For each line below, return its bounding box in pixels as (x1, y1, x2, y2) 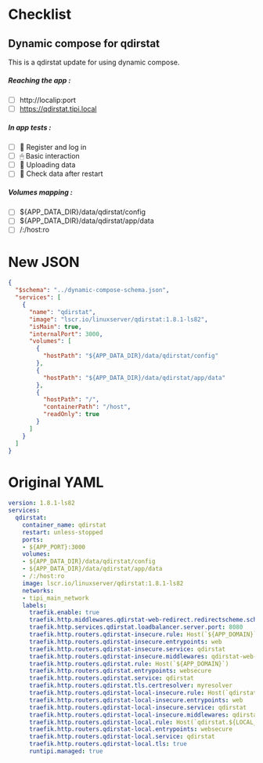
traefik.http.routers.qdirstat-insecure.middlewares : (28, 652, 209, 660)
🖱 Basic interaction (19, 152, 80, 161)
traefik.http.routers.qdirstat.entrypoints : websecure (28, 667, 212, 675)
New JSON (8, 253, 80, 271)
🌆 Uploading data (19, 160, 76, 170)
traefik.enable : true (28, 608, 100, 617)
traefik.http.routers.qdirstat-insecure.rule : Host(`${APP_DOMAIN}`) (28, 630, 261, 639)
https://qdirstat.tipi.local (19, 104, 97, 114)
